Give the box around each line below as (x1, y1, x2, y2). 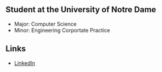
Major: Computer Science (14, 20, 77, 27)
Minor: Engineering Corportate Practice (14, 27, 111, 34)
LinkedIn (14, 59, 35, 67)
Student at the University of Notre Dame (5, 5, 157, 15)
